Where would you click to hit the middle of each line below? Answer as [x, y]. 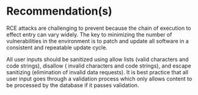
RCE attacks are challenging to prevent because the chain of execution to [99, 28]
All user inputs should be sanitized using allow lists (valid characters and [97, 59]
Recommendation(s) [59, 11]
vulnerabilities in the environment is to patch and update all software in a [98, 41]
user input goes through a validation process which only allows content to [99, 79]
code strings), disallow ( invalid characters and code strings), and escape [99, 66]
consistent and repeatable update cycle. [57, 47]
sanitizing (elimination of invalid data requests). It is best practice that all [97, 72]
